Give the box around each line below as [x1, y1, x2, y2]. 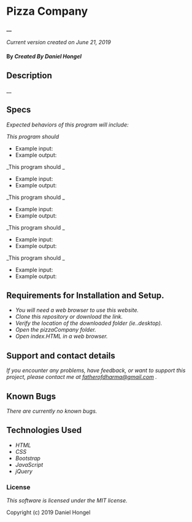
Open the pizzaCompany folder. [15, 326, 96, 333]
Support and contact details [6, 350, 115, 360]
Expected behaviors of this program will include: [6, 121, 129, 128]
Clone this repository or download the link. [15, 313, 123, 321]
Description [6, 71, 52, 81]
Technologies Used [6, 425, 82, 435]
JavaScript [15, 461, 44, 468]
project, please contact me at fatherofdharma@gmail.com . [6, 373, 158, 381]
